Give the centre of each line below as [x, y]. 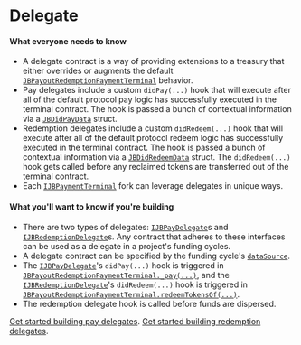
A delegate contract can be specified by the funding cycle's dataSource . [156, 256]
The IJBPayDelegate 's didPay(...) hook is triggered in [123, 265]
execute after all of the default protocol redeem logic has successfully [153, 138]
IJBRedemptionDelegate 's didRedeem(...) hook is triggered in [135, 284]
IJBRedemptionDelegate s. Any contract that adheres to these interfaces [154, 237]
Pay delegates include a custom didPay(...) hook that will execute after [157, 90]
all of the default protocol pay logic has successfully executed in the [150, 99]
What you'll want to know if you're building [92, 206]
